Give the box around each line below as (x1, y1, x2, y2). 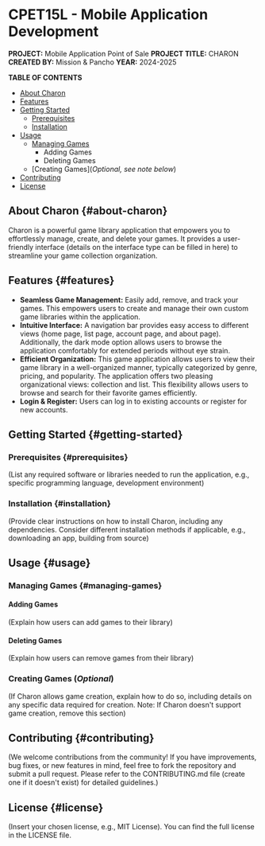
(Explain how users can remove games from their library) (8, 653, 194, 663)
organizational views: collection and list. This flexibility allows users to (19, 380, 248, 389)
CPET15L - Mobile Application (8, 6, 209, 24)
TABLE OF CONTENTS (8, 72, 83, 82)
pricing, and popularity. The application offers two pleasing (19, 371, 213, 380)
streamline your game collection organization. (8, 251, 158, 260)
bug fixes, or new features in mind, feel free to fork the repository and (8, 761, 236, 770)
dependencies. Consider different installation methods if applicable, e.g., (8, 524, 246, 534)
